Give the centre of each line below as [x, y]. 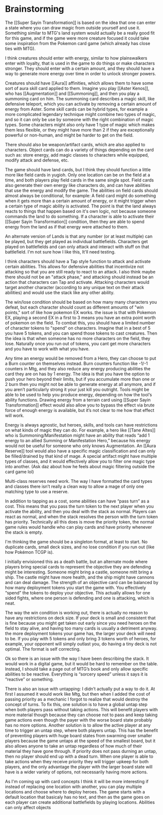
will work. [15, 415]
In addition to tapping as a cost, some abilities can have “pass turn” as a [77, 501]
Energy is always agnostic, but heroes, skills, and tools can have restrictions [81, 425]
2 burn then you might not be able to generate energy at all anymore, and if [80, 384]
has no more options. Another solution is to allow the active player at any [78, 725]
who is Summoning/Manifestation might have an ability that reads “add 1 [77, 435]
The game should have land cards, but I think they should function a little [78, 169]
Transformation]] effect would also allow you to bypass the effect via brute [80, 405]
